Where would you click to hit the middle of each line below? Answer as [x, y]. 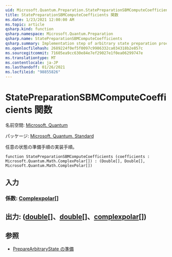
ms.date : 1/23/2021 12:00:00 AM [40, 19]
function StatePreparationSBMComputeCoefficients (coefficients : [78, 156]
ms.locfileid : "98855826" [33, 72]
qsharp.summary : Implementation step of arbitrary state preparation [81, 44]
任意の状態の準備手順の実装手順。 [41, 147]
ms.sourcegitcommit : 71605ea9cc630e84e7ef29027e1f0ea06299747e [74, 53]
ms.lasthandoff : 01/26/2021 [35, 67]
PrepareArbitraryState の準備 [43, 249]
